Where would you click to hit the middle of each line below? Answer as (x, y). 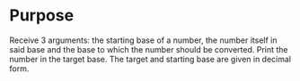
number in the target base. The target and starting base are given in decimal (150, 59)
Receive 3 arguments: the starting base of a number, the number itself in (143, 40)
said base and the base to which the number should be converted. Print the (149, 49)
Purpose (42, 16)
